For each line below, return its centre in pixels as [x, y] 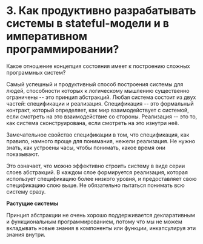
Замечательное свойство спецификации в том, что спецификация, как [98, 135]
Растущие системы [32, 203]
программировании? [63, 49]
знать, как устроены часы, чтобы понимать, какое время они [86, 147]
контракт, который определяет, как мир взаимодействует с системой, [98, 110]
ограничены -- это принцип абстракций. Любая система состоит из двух [101, 97]
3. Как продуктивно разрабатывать [101, 11]
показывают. [23, 154]
